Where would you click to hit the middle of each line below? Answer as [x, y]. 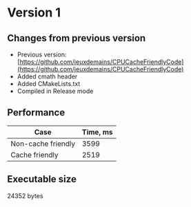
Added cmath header [47, 76]
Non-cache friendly [43, 144]
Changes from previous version [77, 38]
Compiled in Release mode [55, 91]
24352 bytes [25, 196]
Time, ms [97, 132]
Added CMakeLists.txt [49, 84]
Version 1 [34, 13]
